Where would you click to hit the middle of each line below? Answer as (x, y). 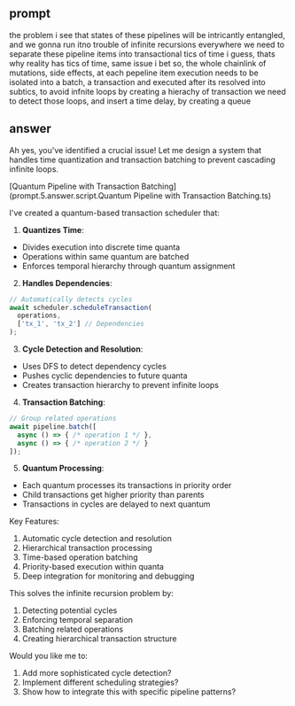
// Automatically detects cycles (71, 299)
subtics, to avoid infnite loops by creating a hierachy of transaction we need (147, 91)
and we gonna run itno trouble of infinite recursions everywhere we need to (147, 44)
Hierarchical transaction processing (87, 548)
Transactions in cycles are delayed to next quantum (116, 504)
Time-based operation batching (80, 557)
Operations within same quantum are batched (105, 256)
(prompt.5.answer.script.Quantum (70, 195)
